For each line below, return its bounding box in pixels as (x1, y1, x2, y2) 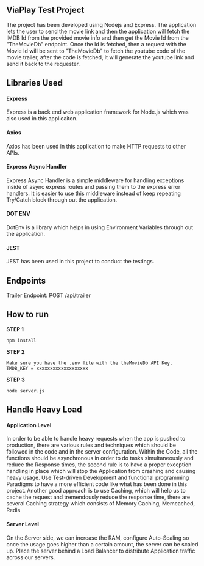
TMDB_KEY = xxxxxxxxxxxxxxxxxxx (6, 365, 88, 372)
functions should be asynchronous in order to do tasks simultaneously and (6, 455, 194, 462)
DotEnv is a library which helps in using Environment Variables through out (6, 224, 194, 231)
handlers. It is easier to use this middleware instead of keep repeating (6, 189, 181, 197)
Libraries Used (6, 78, 63, 88)
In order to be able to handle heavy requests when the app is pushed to (6, 435, 186, 443)
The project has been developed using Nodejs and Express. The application (6, 21, 197, 28)
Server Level (6, 521, 40, 528)
